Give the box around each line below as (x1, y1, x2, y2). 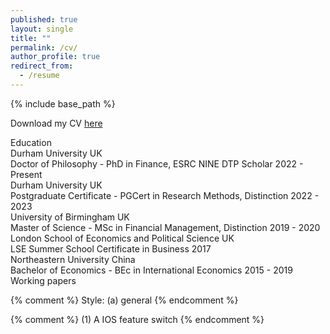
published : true (10, 14, 78, 25)
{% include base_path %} (10, 97, 116, 110)
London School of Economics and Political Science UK (10, 232, 235, 244)
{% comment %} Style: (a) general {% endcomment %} (10, 294, 239, 306)
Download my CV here (10, 117, 103, 129)
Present (10, 168, 43, 180)
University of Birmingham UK (10, 211, 130, 223)
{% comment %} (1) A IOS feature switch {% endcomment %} (10, 313, 265, 325)
